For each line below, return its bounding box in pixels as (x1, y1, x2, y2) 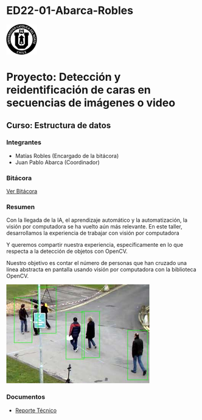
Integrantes (6, 138, 41, 146)
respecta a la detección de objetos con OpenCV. (6, 247, 128, 255)
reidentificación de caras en (6, 83, 151, 97)
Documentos (6, 393, 46, 401)
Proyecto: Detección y (6, 71, 121, 84)
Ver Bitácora (6, 188, 38, 195)
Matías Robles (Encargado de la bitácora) (15, 152, 119, 159)
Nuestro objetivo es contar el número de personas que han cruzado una (6, 260, 187, 267)
